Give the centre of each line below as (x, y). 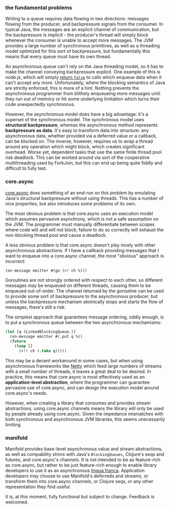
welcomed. (17, 502)
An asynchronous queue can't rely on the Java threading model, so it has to (84, 66)
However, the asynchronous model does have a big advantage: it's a (77, 114)
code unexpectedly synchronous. (40, 104)
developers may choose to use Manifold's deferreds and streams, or (77, 476)
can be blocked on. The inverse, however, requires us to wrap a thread (79, 141)
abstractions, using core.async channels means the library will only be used (84, 408)
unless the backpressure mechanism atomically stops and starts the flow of (84, 302)
